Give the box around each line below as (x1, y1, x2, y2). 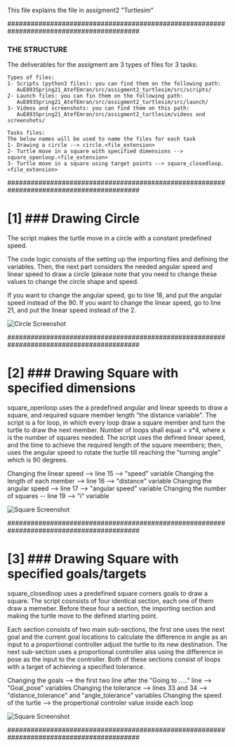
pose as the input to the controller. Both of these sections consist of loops (7, 655, 221, 663)
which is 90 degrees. (7, 456, 68, 465)
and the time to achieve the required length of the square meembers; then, (7, 441, 223, 449)
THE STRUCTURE (7, 44, 68, 54)
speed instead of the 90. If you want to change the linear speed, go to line (7, 299, 221, 307)
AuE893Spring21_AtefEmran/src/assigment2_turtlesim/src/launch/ (16, 98, 209, 106)
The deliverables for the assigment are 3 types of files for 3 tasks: (7, 60, 198, 69)
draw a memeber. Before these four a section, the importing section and (7, 604, 216, 613)
